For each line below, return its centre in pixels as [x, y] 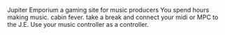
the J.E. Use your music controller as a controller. [78, 24]
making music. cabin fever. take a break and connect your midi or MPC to [113, 17]
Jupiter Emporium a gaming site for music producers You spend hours [108, 10]
